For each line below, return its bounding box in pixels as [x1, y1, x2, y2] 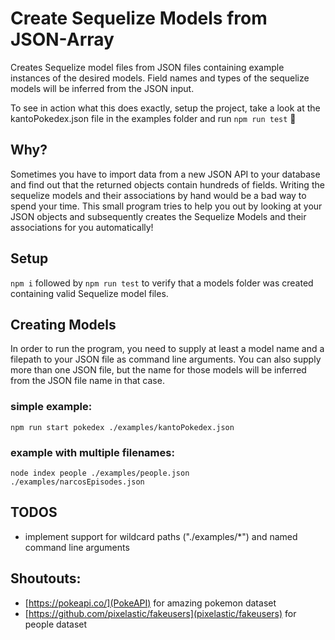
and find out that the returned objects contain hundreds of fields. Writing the [10, 178, 325, 191]
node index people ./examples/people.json [10, 468, 190, 478]
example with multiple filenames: [10, 445, 175, 459]
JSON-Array [10, 28, 115, 51]
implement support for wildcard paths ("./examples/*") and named [24, 530, 298, 542]
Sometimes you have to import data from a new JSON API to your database [10, 168, 321, 180]
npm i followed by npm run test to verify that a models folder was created [10, 277, 314, 289]
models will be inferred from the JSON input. [10, 82, 195, 94]
